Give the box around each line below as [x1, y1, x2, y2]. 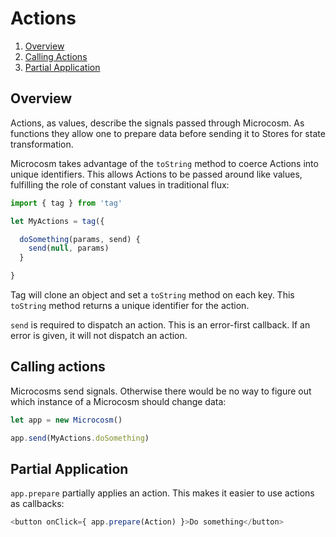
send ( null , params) [28, 243, 110, 254]
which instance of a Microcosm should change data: [10, 395, 227, 407]
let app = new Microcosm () [10, 415, 123, 425]
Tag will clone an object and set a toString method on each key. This [10, 289, 295, 301]
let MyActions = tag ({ [10, 216, 105, 226]
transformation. [10, 138, 74, 150]
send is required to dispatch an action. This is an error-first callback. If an [10, 319, 311, 331]
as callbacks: [10, 498, 65, 510]
